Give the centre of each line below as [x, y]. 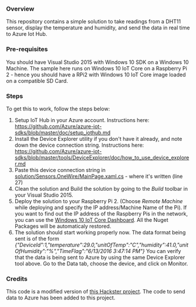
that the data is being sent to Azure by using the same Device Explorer [100, 257]
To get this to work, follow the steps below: [58, 109]
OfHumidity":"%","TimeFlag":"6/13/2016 [63, 251]
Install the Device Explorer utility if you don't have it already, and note [98, 139]
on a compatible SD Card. [37, 80]
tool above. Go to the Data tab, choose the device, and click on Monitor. [101, 264]
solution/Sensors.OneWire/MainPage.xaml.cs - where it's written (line [99, 176]
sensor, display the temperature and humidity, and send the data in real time [98, 28]
